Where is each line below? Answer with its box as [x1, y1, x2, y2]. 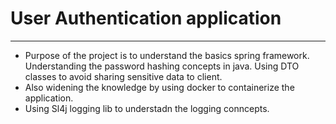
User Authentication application [10, 7, 282, 30]
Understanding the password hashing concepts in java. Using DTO [24, 60, 300, 72]
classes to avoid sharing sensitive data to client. [24, 70, 223, 82]
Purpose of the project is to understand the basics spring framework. [24, 49, 310, 61]
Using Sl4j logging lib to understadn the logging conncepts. [24, 102, 270, 114]
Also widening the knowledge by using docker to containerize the [24, 81, 295, 93]
